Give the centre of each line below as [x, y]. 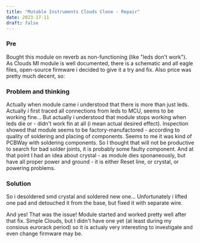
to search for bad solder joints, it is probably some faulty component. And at [100, 149]
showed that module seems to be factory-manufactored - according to [93, 130]
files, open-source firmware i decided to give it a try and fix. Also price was [99, 69]
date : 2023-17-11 [28, 17]
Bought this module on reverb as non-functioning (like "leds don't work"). [96, 57]
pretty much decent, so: [36, 76]
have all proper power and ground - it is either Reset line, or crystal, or [93, 162]
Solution [19, 183]
